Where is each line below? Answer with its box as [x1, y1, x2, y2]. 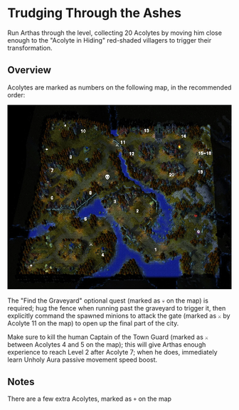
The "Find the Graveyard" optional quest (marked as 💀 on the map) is [7, 296, 208, 305]
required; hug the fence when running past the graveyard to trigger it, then [7, 303, 226, 312]
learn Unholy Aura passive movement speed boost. [7, 355, 158, 364]
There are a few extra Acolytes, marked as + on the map [7, 394, 172, 403]
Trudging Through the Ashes [7, 5, 181, 21]
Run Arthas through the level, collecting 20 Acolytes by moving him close [7, 28, 223, 37]
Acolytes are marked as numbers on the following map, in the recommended [7, 83, 232, 92]
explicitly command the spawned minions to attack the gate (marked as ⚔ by [7, 311, 230, 320]
